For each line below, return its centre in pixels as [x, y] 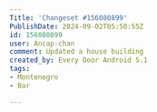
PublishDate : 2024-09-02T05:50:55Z [77, 26]
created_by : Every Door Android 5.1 [78, 60]
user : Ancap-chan [42, 43]
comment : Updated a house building [77, 52]
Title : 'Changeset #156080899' [69, 18]
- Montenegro [34, 77]
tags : [20, 69]
